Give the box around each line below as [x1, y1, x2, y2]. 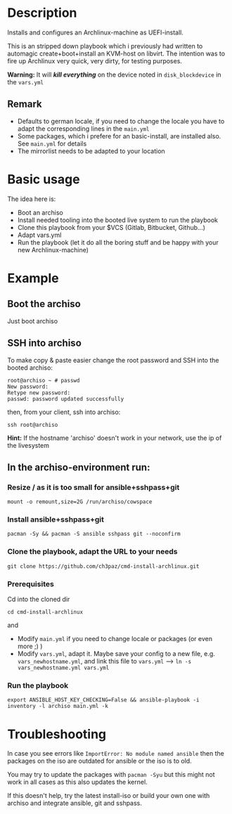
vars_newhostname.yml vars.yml [17, 664, 110, 672]
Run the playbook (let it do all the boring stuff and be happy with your [17, 238, 219, 247]
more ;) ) [17, 642, 43, 651]
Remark [7, 98, 42, 110]
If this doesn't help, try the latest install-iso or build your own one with [7, 792, 210, 800]
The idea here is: [7, 195, 56, 203]
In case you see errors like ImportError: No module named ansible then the [7, 749, 225, 758]
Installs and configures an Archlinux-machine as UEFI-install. [7, 28, 184, 37]
